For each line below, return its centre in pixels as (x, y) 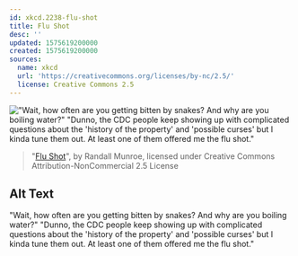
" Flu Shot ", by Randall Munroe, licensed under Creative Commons (153, 156)
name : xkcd (38, 68)
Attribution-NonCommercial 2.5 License (105, 165)
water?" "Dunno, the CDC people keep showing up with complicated (136, 225)
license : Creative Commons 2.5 (76, 84)
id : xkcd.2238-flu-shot (54, 18)
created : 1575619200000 (54, 51)
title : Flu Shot (39, 26)
